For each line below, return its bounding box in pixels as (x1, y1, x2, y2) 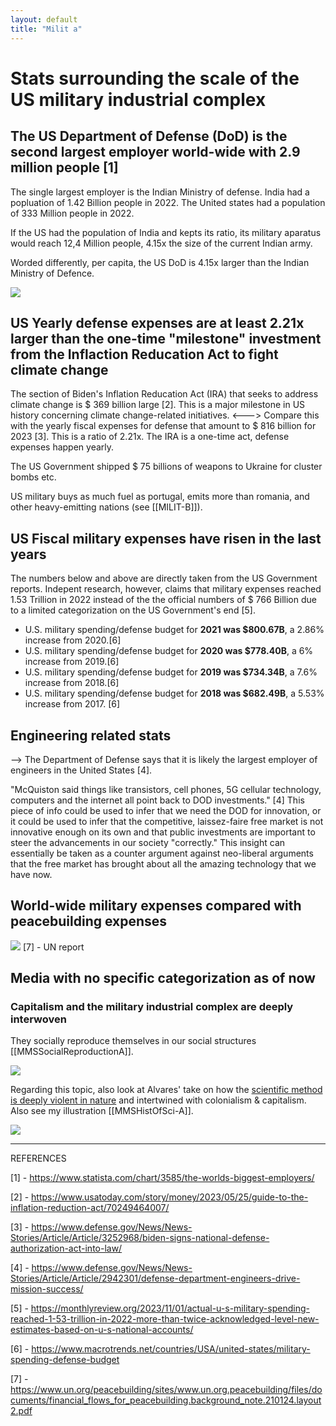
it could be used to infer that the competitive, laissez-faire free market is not (10, 815, 324, 827)
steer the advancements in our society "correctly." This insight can (10, 836, 286, 848)
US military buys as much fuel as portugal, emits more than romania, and (10, 491, 310, 503)
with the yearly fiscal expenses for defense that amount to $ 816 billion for (10, 420, 317, 432)
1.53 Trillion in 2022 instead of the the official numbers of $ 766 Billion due (10, 594, 317, 606)
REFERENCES (10, 1152, 67, 1165)
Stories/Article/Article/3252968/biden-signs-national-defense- (10, 1232, 270, 1244)
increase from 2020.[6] (24, 634, 122, 646)
